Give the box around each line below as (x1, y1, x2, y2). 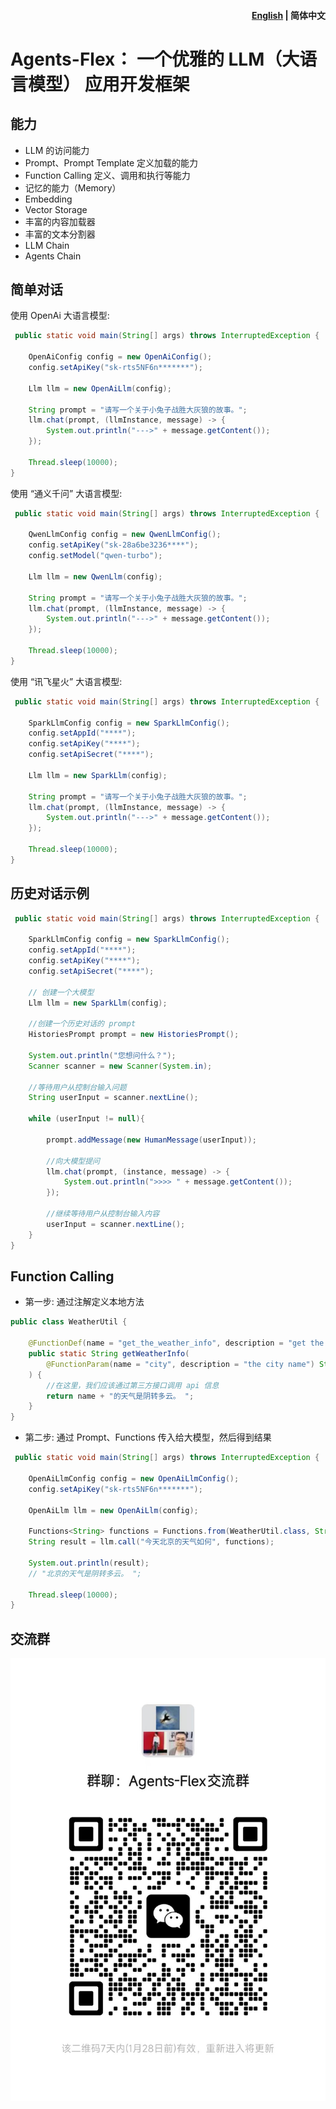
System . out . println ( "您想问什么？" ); (28, 1050, 177, 1060)
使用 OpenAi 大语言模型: (10, 310, 110, 322)
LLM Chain (24, 239, 70, 251)
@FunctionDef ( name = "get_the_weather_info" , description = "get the (28, 1338, 325, 1349)
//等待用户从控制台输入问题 (28, 1082, 127, 1092)
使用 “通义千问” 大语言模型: (10, 487, 123, 499)
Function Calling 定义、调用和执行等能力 (24, 169, 191, 181)
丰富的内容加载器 (24, 215, 96, 227)
